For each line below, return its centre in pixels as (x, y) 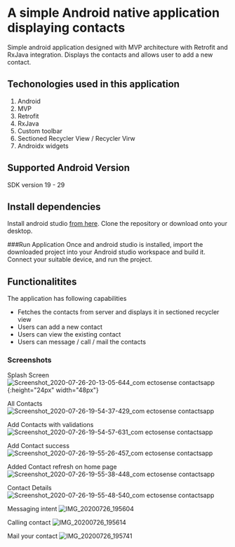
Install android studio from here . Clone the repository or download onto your (117, 224)
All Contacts (25, 404)
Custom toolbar (40, 130)
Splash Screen (28, 375)
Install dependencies (54, 207)
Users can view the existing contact (69, 335)
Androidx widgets (43, 146)
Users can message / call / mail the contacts (81, 342)
